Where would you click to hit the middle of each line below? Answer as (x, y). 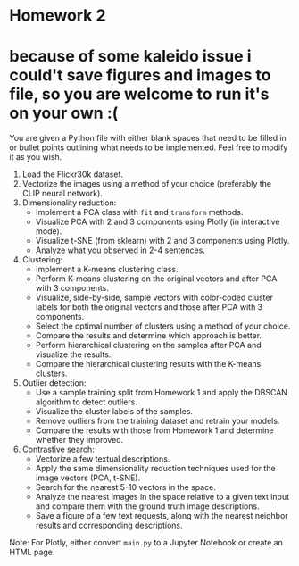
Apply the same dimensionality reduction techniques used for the (155, 469)
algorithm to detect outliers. (87, 402)
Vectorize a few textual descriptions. (103, 459)
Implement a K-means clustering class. (107, 270)
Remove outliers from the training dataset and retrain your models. (158, 421)
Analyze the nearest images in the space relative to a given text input (162, 497)
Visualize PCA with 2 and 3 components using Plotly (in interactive (158, 222)
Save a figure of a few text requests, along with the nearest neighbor (162, 516)
